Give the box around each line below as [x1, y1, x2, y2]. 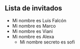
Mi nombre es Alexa [12, 33, 55, 39]
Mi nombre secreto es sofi [19, 39, 75, 45]
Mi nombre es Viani [12, 28, 53, 34]
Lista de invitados [5, 4, 62, 13]
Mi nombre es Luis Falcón [12, 17, 67, 23]
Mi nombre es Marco [12, 23, 56, 29]
